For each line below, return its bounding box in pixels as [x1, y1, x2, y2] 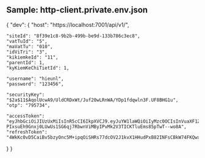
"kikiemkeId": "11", [6, 54, 59, 60]
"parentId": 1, [6, 59, 45, 66]
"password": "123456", [6, 81, 64, 87]
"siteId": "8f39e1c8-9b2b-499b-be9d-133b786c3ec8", [6, 33, 140, 39]
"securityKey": [6, 92, 45, 98]
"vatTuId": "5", [6, 38, 48, 45]
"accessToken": [6, 113, 45, 119]
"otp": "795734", [6, 102, 51, 109]
